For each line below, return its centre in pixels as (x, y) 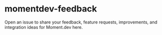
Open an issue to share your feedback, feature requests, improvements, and (81, 22)
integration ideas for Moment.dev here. (44, 27)
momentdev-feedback (51, 9)
